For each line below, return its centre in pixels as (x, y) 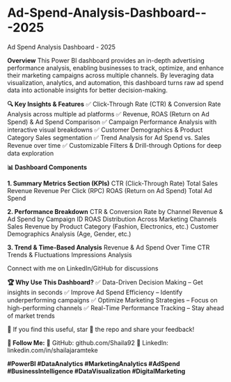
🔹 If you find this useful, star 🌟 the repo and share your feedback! (101, 329)
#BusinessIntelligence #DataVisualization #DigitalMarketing (96, 371)
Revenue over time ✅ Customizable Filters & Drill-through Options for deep (114, 145)
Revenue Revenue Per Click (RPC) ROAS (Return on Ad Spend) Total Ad (110, 190)
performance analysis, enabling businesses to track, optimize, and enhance (115, 68)
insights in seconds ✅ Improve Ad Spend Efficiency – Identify (95, 292)
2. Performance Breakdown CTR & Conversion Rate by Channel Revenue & (115, 211)
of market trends (31, 316)
